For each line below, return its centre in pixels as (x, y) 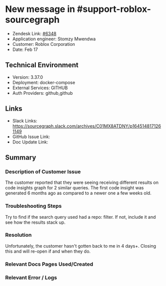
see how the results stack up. (35, 222)
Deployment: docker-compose (44, 82)
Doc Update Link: (30, 142)
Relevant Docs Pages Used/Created (49, 264)
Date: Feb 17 (25, 49)
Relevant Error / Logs (31, 278)
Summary (21, 157)
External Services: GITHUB (40, 88)
